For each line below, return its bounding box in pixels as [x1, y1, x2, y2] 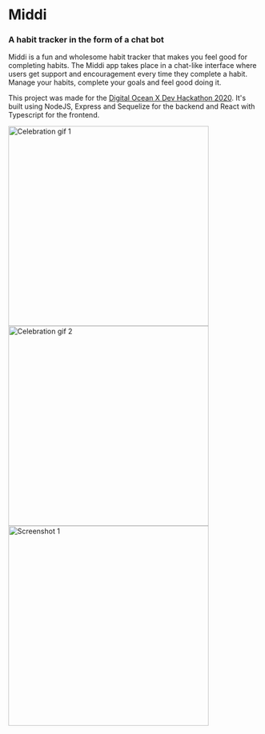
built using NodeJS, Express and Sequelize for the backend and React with [8, 102, 255, 111]
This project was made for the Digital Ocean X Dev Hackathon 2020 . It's [8, 94, 247, 103]
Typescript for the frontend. [8, 110, 100, 120]
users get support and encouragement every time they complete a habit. [8, 70, 248, 79]
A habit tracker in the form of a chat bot [8, 34, 164, 46]
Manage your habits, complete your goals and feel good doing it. [8, 78, 222, 87]
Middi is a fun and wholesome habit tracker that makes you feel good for [8, 52, 248, 62]
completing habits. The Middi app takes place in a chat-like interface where [8, 61, 257, 70]
